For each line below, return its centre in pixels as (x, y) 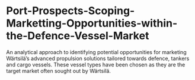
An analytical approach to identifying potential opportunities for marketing (96, 52)
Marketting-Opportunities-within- (92, 23)
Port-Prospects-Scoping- (71, 11)
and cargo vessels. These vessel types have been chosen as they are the (96, 64)
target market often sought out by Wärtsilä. (59, 71)
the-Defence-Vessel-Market (78, 36)
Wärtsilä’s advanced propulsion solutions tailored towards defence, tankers (98, 58)
